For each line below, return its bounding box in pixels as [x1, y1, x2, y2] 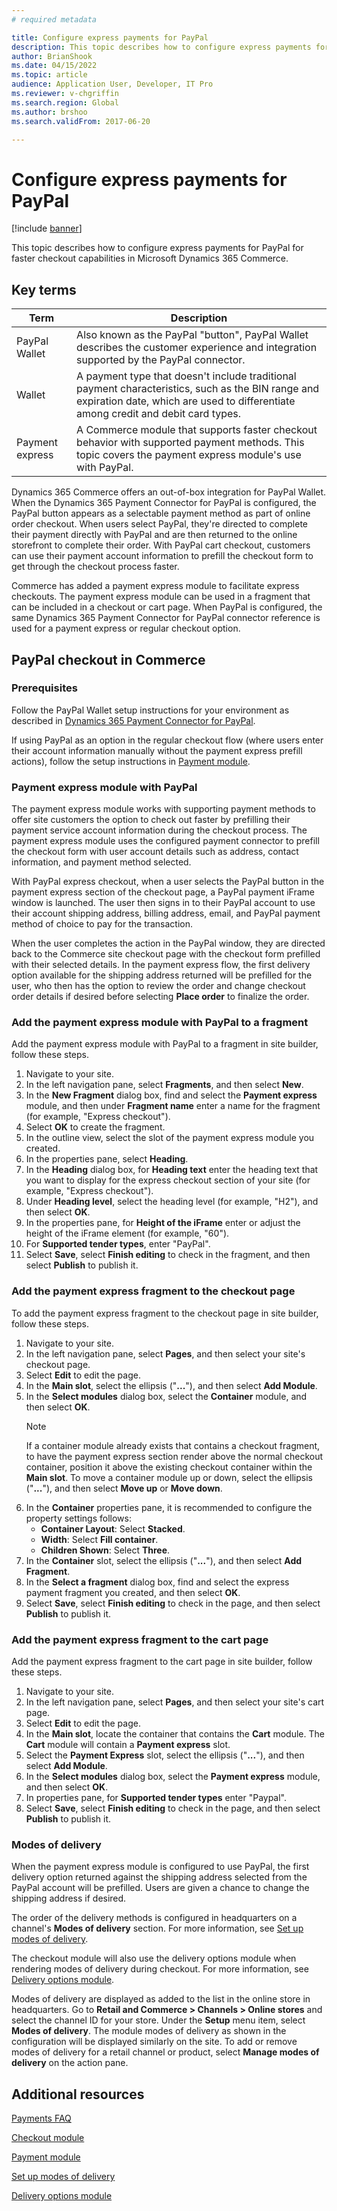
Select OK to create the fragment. [25, 1121, 166, 1133]
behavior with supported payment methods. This [76, 436, 305, 450]
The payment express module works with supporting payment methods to [11, 803, 316, 815]
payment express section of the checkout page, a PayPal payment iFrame [11, 886, 316, 898]
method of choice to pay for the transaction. [11, 918, 194, 930]
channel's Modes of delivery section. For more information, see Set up [11, 1922, 304, 1935]
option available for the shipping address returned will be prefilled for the [11, 969, 313, 981]
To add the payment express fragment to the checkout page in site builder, [11, 1307, 319, 1319]
